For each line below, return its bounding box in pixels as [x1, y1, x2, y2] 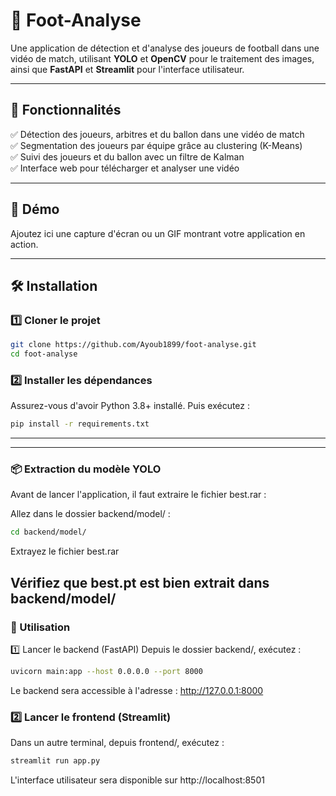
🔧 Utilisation [10, 620, 71, 634]
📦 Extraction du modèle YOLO [10, 462, 162, 476]
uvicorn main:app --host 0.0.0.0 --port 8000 [10, 667, 203, 677]
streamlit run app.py [10, 756, 101, 766]
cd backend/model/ [10, 527, 87, 538]
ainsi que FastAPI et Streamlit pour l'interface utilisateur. [10, 63, 245, 75]
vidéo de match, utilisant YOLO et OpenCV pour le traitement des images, [10, 52, 315, 64]
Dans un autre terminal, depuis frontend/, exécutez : [10, 737, 225, 749]
